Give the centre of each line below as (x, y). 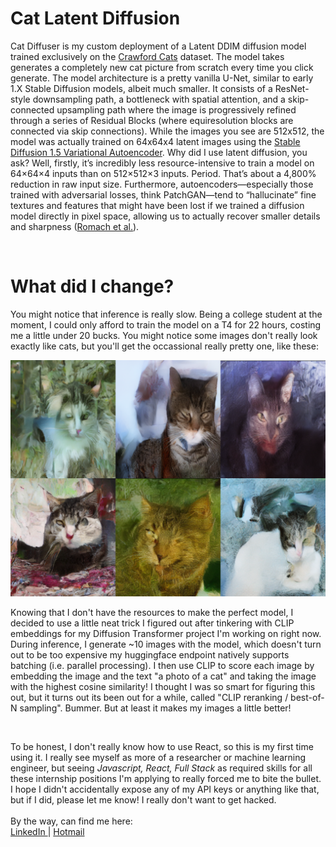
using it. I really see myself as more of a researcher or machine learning (158, 757)
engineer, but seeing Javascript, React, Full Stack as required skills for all (161, 768)
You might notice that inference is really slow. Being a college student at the (166, 314)
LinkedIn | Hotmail (47, 831)
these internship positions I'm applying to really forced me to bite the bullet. (166, 778)
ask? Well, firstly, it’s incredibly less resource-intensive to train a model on (162, 163)
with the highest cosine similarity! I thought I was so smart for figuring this (163, 686)
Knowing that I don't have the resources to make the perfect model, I (152, 612)
